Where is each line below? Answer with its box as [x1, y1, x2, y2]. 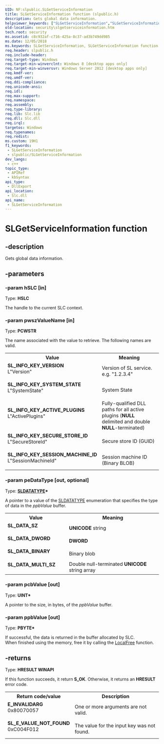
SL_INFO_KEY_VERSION [7, 362, 64, 369]
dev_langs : [5, 157, 27, 161]
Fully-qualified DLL [102, 400, 146, 407]
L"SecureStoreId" [7, 439, 47, 445]
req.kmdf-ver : [5, 71, 34, 76]
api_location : [5, 188, 34, 193]
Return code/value [16, 693, 61, 700]
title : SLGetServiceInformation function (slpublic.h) [5, 12, 119, 17]
